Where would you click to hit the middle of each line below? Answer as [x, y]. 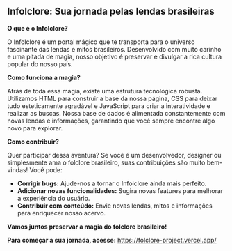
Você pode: [46, 169]
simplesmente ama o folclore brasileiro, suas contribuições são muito [106, 162]
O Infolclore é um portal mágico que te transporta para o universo [101, 42]
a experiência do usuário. [53, 198]
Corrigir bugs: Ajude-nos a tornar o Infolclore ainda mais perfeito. [112, 183]
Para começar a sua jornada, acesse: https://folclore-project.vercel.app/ [112, 240]
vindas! [18, 169]
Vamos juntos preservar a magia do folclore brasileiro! [87, 227]
